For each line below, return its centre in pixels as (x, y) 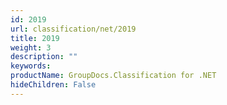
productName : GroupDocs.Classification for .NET (113, 76)
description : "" (44, 57)
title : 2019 (35, 38)
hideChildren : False (53, 85)
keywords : (31, 66)
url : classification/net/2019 (73, 29)
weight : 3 (31, 47)
